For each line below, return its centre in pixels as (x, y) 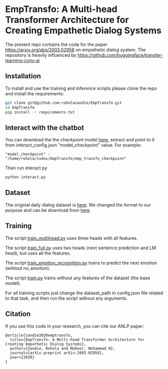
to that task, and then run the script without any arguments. (66, 298)
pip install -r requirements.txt (40, 112)
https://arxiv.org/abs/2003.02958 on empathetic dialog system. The (75, 50)
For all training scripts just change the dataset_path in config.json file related (84, 293)
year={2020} (22, 357)
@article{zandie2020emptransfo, (39, 335)
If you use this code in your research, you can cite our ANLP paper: (75, 326)
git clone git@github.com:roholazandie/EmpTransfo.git (64, 103)
